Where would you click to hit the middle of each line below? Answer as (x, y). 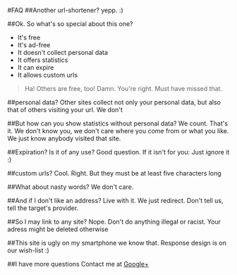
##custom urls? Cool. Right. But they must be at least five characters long (115, 173)
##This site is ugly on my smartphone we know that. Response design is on (117, 243)
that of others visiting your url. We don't (65, 110)
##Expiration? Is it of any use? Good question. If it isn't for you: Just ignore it (119, 152)
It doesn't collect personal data (62, 53)
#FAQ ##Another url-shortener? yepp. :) (65, 10)
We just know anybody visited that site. (64, 138)
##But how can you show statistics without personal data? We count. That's (117, 123)
